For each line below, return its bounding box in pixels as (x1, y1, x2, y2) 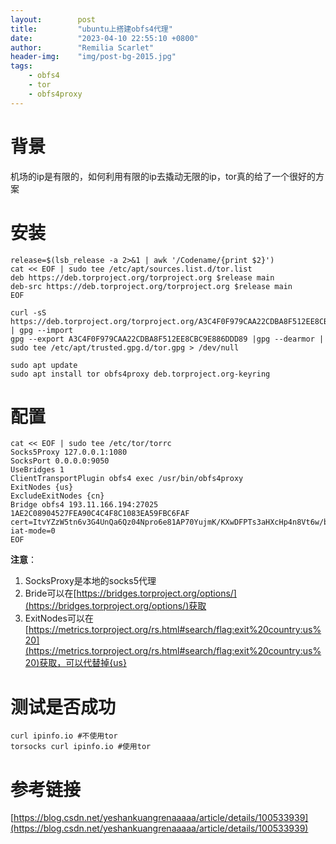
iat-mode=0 (10, 526, 56, 536)
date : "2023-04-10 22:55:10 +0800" (10, 33, 199, 43)
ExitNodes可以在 (24, 612, 94, 625)
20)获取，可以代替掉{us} (24, 657, 127, 669)
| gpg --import (10, 325, 74, 335)
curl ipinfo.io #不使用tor (10, 731, 118, 741)
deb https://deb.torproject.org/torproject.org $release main (10, 272, 275, 283)
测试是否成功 (10, 696, 117, 718)
